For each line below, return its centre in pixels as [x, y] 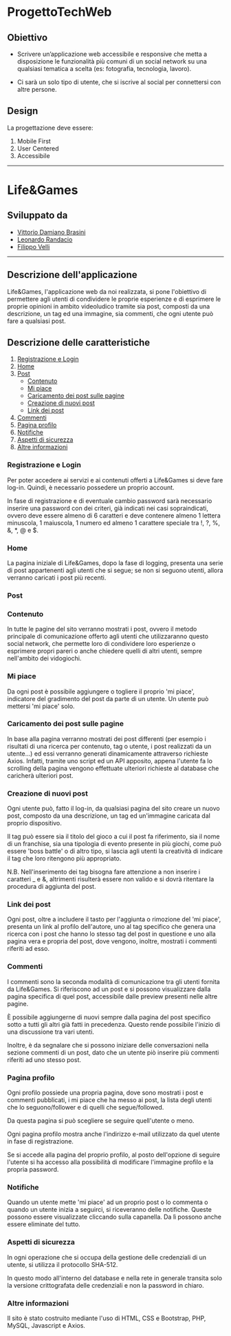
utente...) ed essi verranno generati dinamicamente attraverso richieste [108, 754]
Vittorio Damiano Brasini [51, 232]
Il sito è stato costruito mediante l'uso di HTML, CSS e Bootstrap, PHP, [107, 1318]
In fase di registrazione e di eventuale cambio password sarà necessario [110, 500]
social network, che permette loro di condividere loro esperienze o [101, 644]
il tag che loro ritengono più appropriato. [64, 858]
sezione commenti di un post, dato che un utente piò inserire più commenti [113, 1052]
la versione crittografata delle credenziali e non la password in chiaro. [106, 1285]
